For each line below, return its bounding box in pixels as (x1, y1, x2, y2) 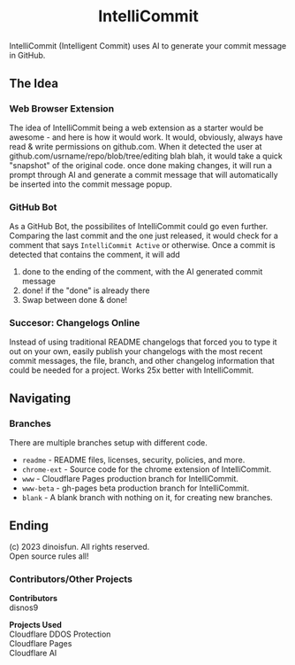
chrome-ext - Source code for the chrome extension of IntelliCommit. (21, 464, 272, 475)
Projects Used (9, 620, 62, 630)
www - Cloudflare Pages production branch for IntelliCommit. (21, 474, 238, 484)
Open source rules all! (9, 551, 89, 561)
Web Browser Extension (9, 102, 115, 114)
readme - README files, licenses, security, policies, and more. (21, 454, 246, 466)
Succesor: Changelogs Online (9, 317, 140, 329)
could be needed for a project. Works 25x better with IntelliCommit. (9, 365, 254, 375)
